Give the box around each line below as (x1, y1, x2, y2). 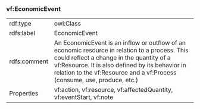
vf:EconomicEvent (6, 5, 61, 13)
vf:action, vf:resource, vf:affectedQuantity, (54, 86, 173, 94)
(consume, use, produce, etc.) (54, 76, 139, 85)
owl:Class (54, 20, 82, 28)
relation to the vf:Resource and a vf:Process (54, 68, 177, 77)
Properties (9, 89, 39, 98)
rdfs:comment (9, 57, 49, 66)
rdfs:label (9, 29, 36, 38)
